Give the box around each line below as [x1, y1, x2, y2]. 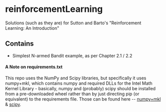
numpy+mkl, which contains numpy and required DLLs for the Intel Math [5, 80, 153, 86]
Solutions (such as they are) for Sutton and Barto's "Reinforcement [5, 20, 142, 26]
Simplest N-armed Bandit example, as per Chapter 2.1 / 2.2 [12, 53, 133, 58]
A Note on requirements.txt [5, 64, 63, 70]
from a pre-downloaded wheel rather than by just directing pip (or [5, 91, 140, 97]
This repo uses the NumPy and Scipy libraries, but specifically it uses [5, 75, 147, 81]
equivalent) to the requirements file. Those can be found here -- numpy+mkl [5, 96, 161, 102]
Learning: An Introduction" [5, 25, 59, 31]
